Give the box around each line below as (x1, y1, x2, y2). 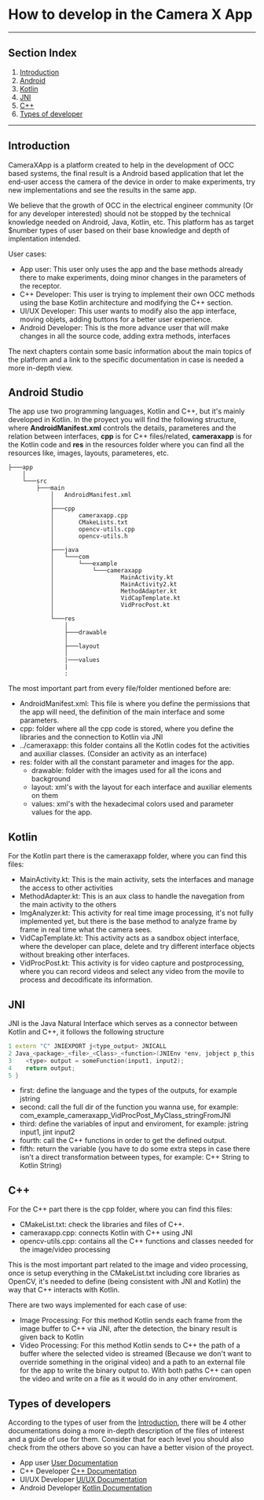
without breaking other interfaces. (19, 950, 130, 960)
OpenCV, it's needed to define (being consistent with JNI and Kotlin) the (8, 1277, 241, 1286)
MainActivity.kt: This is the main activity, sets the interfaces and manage (19, 875, 254, 884)
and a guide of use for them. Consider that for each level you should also (8, 1435, 244, 1443)
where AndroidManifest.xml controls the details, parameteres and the (8, 423, 236, 433)
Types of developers (8, 1397, 112, 1410)
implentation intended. (8, 233, 81, 243)
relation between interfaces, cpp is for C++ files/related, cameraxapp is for (8, 432, 253, 441)
